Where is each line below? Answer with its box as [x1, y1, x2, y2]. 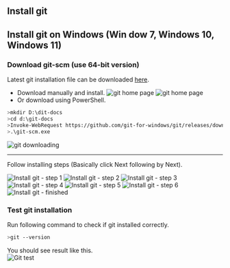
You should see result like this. [7, 246, 93, 254]
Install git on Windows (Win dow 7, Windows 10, [7, 29, 214, 40]
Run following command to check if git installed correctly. [7, 220, 170, 228]
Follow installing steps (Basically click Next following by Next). [7, 160, 183, 168]
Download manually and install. [16, 89, 105, 97]
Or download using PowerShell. [16, 96, 106, 105]
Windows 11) [7, 39, 62, 51]
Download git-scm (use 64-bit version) [7, 59, 140, 69]
